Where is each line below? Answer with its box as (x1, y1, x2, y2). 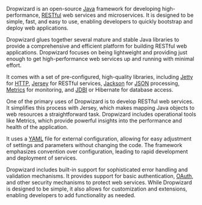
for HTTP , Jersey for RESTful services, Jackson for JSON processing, (6, 80, 180, 87)
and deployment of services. (6, 154, 77, 162)
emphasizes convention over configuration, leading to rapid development (6, 148, 188, 155)
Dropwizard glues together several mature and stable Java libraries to (6, 36, 180, 43)
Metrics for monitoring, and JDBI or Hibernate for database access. (6, 86, 174, 93)
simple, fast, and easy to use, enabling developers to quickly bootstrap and (6, 18, 193, 25)
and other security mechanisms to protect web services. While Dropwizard (6, 179, 192, 186)
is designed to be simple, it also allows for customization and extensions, (6, 185, 188, 192)
